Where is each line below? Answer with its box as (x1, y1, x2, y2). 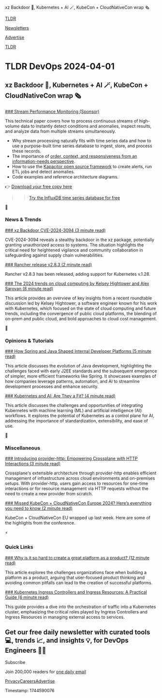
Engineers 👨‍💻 (5, 646, 46, 655)
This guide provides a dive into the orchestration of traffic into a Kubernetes (5, 604, 156, 610)
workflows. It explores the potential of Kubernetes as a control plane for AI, (5, 413, 155, 419)
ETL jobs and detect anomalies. (12, 169, 75, 174)
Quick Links (5, 544, 33, 551)
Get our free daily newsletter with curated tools (5, 628, 150, 636)
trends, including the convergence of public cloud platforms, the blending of (5, 311, 157, 316)
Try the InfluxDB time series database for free (29, 194, 120, 201)
